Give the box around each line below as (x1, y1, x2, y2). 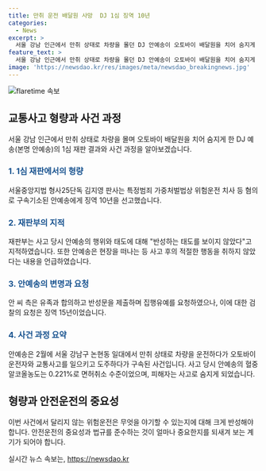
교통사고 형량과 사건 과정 (8, 112, 121, 125)
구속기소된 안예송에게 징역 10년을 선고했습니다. (16, 195, 162, 205)
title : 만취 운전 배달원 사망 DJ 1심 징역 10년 (8, 11, 151, 20)
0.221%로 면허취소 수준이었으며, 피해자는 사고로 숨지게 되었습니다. (48, 369, 256, 378)
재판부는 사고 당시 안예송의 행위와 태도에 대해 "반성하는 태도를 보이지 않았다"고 (8, 237, 253, 246)
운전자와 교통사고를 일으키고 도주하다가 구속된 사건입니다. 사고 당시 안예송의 (8, 359, 244, 369)
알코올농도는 (8, 369, 48, 378)
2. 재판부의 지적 (8, 217, 65, 228)
